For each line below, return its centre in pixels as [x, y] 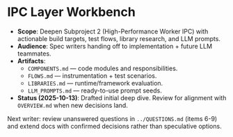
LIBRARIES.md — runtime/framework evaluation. [95, 83]
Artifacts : [31, 61]
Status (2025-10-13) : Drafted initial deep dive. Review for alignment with [122, 97]
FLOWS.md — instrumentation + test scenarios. [92, 75]
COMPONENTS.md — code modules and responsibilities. [103, 68]
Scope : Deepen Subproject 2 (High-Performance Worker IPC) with [113, 31]
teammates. [34, 54]
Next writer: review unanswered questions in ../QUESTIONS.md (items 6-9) [112, 118]
